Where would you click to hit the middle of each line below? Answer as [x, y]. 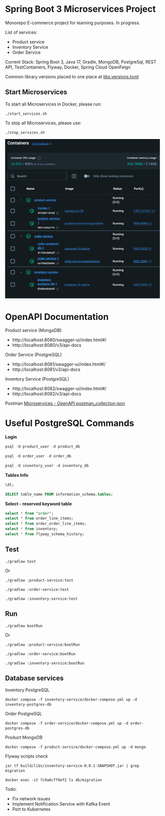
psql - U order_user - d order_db [38, 456]
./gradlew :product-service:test [39, 580]
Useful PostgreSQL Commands [70, 423]
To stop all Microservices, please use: [43, 123]
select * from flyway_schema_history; [45, 534]
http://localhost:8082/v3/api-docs [47, 394]
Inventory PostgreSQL [27, 690]
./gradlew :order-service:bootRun [41, 654]
